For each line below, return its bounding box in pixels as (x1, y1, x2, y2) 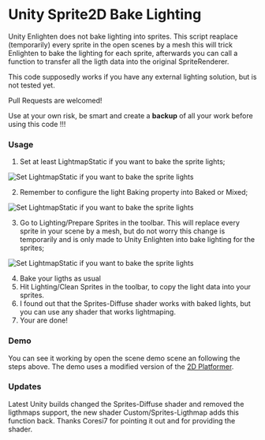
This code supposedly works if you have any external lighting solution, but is (8, 72, 257, 81)
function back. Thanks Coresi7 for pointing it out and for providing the (8, 416, 236, 425)
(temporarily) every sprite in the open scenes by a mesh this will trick (8, 39, 233, 49)
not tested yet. (8, 80, 55, 90)
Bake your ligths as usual (19, 274, 101, 283)
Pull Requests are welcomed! (8, 95, 103, 105)
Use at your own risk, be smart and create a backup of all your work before (8, 110, 254, 120)
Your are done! (19, 315, 69, 325)
